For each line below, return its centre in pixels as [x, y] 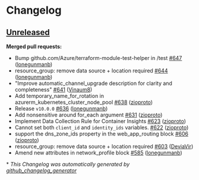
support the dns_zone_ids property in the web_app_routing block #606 [102, 134]
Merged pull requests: [34, 46]
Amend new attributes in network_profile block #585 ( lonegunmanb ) [98, 153]
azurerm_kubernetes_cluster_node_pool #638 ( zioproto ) [84, 102]
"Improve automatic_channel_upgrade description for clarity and [93, 83]
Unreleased [28, 32]
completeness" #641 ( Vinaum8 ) [53, 89]
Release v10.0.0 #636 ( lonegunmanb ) [61, 108]
